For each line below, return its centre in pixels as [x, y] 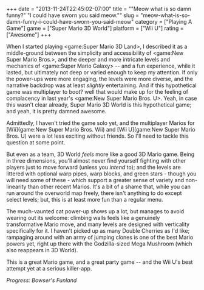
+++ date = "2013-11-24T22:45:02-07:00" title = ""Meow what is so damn [99, 9]
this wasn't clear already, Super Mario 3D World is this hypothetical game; [99, 105]
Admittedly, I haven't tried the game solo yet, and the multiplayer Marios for [101, 123]
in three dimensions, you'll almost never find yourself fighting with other [96, 161]
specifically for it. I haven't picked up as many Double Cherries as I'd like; [98, 231]
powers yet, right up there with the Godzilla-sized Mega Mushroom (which [99, 244]
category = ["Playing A [164, 22]
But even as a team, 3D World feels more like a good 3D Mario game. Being [100, 154]
